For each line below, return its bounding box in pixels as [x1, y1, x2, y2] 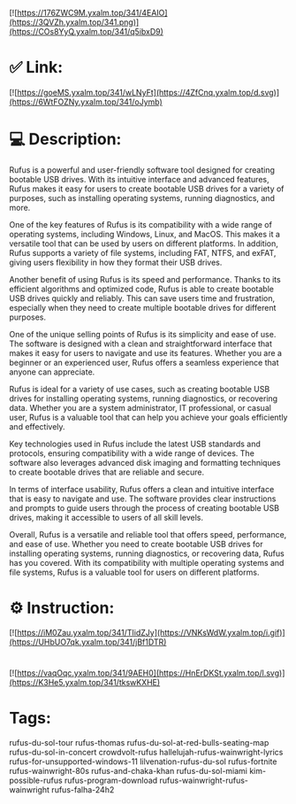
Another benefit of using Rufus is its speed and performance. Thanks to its [9, 274, 281, 284]
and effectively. [9, 421, 65, 432]
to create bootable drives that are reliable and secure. [9, 467, 205, 477]
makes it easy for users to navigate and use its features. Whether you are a [9, 347, 283, 358]
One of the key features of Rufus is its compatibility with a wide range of [9, 219, 272, 229]
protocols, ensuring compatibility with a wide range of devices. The [9, 447, 254, 459]
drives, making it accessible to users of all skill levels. [9, 512, 203, 522]
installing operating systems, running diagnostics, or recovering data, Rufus [9, 548, 285, 559]
